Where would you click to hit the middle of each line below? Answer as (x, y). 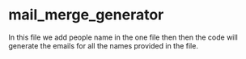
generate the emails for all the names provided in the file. (103, 45)
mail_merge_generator (86, 15)
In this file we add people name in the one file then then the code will (123, 37)
